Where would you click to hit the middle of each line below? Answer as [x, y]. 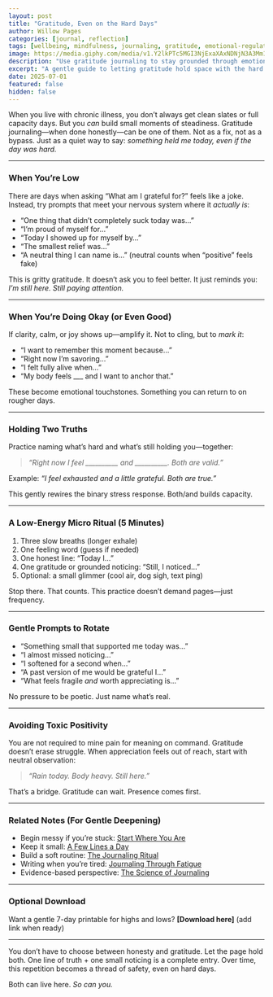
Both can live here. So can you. [61, 984]
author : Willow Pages [45, 31]
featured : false [36, 84]
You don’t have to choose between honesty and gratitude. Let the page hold [136, 951]
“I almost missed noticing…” [67, 654]
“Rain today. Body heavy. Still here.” [89, 776]
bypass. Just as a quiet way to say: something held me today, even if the [130, 141]
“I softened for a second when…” [76, 663]
